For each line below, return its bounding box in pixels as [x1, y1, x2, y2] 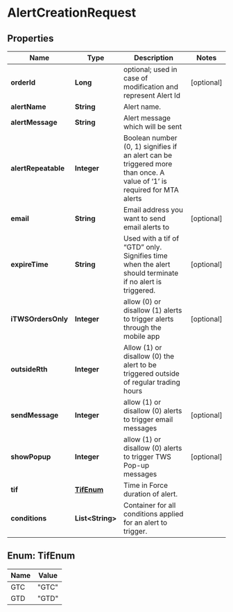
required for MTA [123, 185, 179, 195]
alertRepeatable [10, 164, 64, 173]
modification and [123, 82, 179, 91]
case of [123, 73, 148, 82]
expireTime [10, 260, 49, 269]
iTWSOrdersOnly [10, 314, 68, 324]
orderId [10, 78, 36, 87]
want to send [123, 213, 166, 223]
